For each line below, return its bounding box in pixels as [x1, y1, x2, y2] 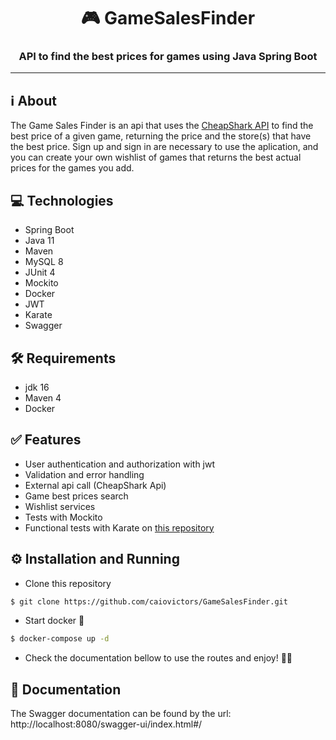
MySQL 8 [24, 256, 64, 268]
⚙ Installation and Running [10, 551, 180, 568]
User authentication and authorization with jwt [24, 458, 216, 470]
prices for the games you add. [10, 162, 135, 174]
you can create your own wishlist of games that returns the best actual [10, 151, 302, 164]
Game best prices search [24, 490, 129, 502]
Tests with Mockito [24, 511, 103, 523]
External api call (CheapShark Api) [24, 479, 167, 491]
